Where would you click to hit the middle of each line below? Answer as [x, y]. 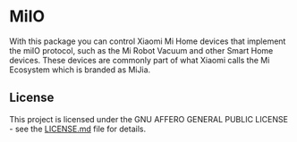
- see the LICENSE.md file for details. [77, 129]
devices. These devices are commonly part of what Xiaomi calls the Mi [140, 60]
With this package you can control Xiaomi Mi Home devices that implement [148, 41]
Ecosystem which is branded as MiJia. [80, 70]
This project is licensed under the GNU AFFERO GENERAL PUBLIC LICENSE [149, 119]
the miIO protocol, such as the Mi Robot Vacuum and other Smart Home [141, 50]
